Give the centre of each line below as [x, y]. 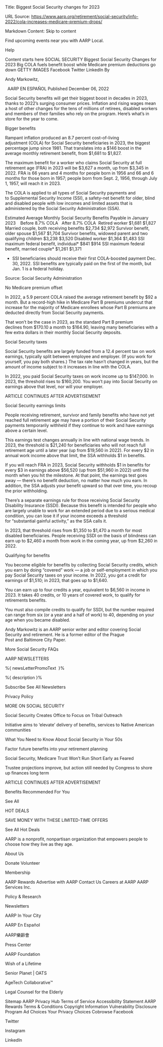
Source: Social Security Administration [44, 278]
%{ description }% [24, 678]
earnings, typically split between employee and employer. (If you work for [79, 356]
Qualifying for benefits [27, 555]
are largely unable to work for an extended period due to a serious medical [80, 511]
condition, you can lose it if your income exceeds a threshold [66, 516]
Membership [18, 872]
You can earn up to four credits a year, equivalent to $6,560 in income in [77, 590]
